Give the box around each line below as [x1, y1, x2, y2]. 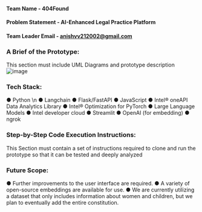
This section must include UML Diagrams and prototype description [6, 61, 175, 69]
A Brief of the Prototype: [6, 47, 80, 56]
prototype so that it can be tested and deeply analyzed [6, 151, 143, 158]
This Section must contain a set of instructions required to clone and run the [6, 144, 196, 152]
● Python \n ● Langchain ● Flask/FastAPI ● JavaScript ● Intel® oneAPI [6, 97, 188, 104]
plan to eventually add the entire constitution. [6, 199, 119, 206]
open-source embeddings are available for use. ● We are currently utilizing [6, 186, 195, 193]
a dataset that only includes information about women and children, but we [6, 192, 193, 199]
